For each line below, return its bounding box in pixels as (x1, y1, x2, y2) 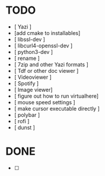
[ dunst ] (14, 124, 35, 131)
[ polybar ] (14, 111, 40, 119)
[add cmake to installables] (14, 29, 81, 36)
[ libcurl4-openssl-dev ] (14, 42, 73, 49)
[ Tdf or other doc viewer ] (14, 67, 79, 74)
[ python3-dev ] (14, 48, 53, 55)
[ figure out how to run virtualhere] (14, 92, 99, 100)
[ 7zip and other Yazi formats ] (14, 60, 88, 68)
